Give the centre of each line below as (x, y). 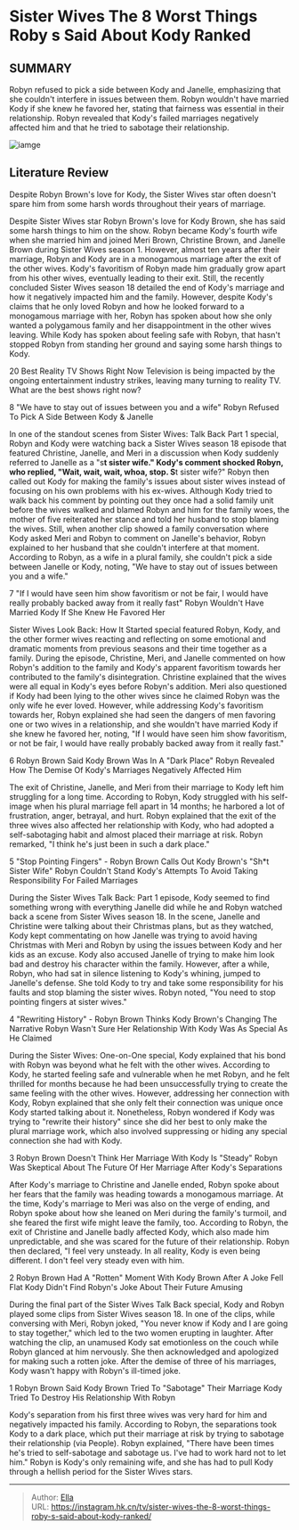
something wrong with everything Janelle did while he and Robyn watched (146, 907)
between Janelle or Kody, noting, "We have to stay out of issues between (144, 566)
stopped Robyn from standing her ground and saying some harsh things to (146, 344)
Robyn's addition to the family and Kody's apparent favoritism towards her (145, 667)
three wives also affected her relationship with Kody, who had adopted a (141, 825)
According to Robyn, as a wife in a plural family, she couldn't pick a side (141, 557)
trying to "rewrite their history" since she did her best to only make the (138, 1122)
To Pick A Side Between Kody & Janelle (81, 416)
